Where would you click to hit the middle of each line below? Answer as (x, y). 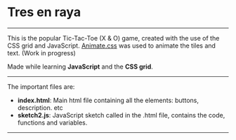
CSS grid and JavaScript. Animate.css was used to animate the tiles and (112, 45)
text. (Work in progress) (41, 52)
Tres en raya (44, 12)
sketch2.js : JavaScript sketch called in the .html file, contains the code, (121, 115)
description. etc (40, 107)
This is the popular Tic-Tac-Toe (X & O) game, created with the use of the (113, 38)
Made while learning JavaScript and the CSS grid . (80, 66)
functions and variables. (52, 122)
